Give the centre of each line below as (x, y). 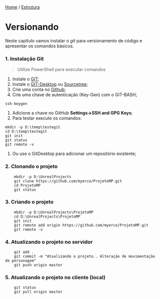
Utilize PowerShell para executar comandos (61, 70)
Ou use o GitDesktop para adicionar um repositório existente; (74, 154)
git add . (24, 252)
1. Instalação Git (25, 59)
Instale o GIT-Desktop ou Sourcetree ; (50, 84)
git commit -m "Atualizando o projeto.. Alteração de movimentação (84, 257)
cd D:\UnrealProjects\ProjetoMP (47, 217)
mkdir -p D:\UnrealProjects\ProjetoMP (54, 212)
